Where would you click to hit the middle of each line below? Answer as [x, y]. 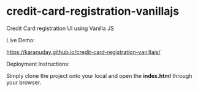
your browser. [24, 82]
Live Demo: [21, 40]
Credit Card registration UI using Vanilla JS [60, 28]
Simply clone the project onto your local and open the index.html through [99, 75]
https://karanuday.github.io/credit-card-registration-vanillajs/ [83, 52]
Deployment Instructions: [38, 64]
